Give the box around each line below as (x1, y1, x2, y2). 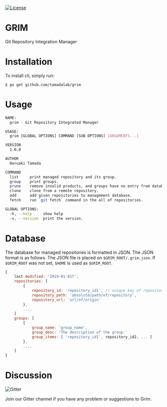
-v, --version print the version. (9, 216, 83, 221)
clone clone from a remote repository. (9, 189, 99, 194)
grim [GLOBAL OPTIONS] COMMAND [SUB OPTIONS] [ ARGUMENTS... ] (9, 134, 139, 139)
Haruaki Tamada (9, 161, 41, 166)
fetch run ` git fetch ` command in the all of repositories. (9, 198, 143, 203)
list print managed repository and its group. (9, 175, 117, 180)
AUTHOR (5, 156, 19, 162)
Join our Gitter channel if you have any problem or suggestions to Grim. (5, 396, 152, 402)
